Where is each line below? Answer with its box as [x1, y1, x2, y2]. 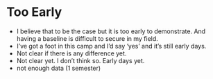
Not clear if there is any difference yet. [16, 49, 127, 58]
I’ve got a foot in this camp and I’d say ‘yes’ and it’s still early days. [16, 42, 207, 50]
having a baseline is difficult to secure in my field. [16, 34, 159, 42]
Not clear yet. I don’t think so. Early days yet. [16, 56, 145, 64]
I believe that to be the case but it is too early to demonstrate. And [16, 27, 206, 35]
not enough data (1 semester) [16, 64, 101, 72]
